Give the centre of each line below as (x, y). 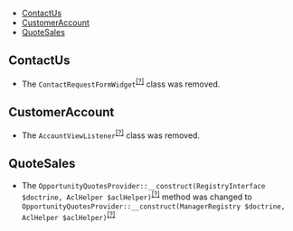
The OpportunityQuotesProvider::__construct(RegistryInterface (143, 185)
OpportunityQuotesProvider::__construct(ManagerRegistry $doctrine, (153, 207)
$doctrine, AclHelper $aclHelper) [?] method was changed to (137, 196)
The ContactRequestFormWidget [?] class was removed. (121, 83)
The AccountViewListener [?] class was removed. (111, 134)
